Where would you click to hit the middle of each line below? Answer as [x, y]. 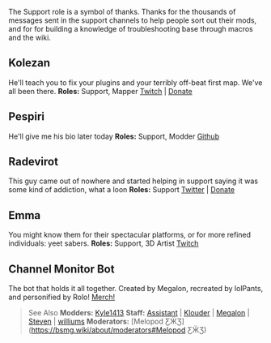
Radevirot [34, 162]
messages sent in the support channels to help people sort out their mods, [133, 20]
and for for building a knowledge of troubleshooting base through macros [131, 29]
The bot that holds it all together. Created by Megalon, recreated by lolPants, [136, 289]
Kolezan [30, 63]
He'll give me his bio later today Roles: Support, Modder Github [114, 136]
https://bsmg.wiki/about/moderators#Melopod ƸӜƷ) [119, 330]
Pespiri [26, 117]
